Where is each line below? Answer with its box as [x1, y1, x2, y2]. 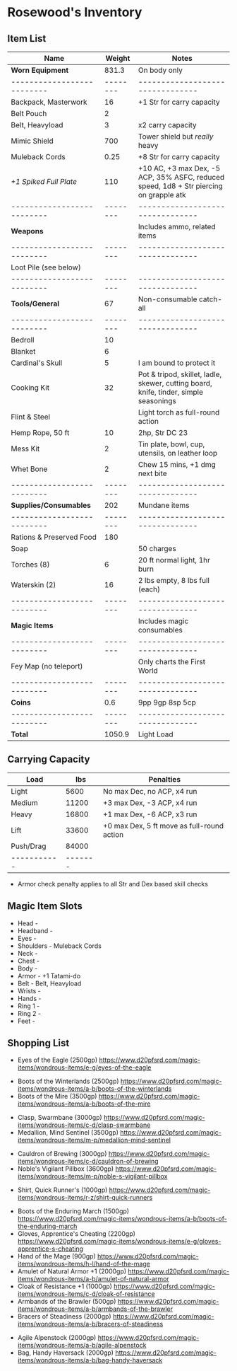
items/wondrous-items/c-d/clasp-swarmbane [17, 1121, 151, 1129]
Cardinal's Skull [11, 358, 63, 368]
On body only [138, 65, 183, 75]
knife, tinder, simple [138, 387, 203, 397]
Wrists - [17, 986, 41, 995]
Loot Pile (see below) [11, 262, 81, 272]
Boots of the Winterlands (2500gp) [17, 1077, 119, 1086]
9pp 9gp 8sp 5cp [138, 698, 196, 707]
